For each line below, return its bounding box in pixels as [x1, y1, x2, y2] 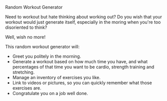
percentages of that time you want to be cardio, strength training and [12, 64, 155, 70]
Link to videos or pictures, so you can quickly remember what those [12, 80, 152, 86]
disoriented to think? [5, 24, 47, 30]
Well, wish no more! [5, 34, 46, 40]
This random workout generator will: [5, 44, 80, 49]
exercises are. [12, 85, 41, 91]
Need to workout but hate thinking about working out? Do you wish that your [5, 14, 163, 19]
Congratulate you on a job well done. [12, 91, 88, 96]
